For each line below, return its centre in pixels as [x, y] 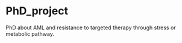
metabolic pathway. [30, 33]
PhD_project [37, 11]
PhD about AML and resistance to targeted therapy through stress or [91, 27]
